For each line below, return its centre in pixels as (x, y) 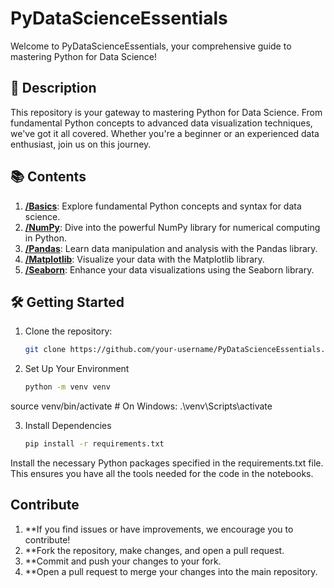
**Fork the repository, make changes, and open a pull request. (154, 550)
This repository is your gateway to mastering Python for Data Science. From (166, 112)
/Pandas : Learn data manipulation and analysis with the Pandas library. (171, 248)
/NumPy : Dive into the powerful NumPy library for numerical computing (172, 227)
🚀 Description (53, 88)
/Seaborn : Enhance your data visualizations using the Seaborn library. (169, 269)
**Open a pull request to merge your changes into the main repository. (171, 571)
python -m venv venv (67, 387)
